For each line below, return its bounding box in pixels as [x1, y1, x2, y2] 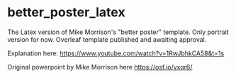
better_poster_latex [7, 4, 125, 21]
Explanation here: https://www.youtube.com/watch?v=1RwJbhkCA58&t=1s [7, 49, 225, 57]
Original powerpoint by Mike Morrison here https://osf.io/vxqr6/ [7, 62, 193, 71]
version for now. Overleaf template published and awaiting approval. [7, 35, 207, 43]
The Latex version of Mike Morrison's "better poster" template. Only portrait [7, 28, 229, 36]
